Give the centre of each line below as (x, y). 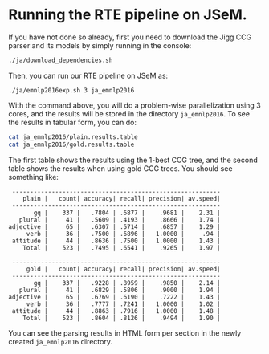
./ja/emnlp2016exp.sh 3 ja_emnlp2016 (71, 90)
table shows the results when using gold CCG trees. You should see (120, 168)
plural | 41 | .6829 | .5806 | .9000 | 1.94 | (120, 290)
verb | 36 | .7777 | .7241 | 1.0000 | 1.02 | (123, 304)
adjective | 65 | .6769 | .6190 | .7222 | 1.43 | (114, 297)
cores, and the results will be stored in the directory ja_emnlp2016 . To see (129, 113)
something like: (33, 177)
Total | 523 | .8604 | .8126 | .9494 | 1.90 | (122, 318)
